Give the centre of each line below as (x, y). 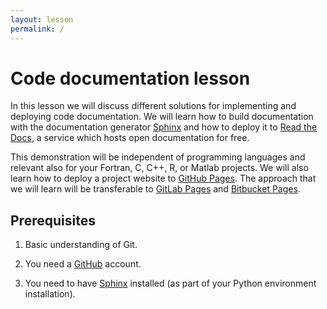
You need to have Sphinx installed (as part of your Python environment (170, 283)
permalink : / (37, 29)
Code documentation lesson (130, 78)
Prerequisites (53, 220)
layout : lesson (42, 19)
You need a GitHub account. (83, 264)
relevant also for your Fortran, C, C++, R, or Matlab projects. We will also (159, 168)
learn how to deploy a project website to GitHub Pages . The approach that (163, 178)
